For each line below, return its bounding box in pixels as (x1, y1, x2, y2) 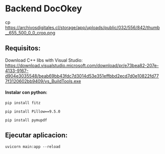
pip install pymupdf (5, 117, 48, 122)
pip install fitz (5, 100, 41, 105)
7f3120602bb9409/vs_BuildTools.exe (5, 78, 81, 84)
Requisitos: (5, 44, 41, 52)
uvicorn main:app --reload (5, 144, 61, 149)
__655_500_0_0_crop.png (5, 30, 56, 36)
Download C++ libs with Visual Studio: (5, 57, 83, 63)
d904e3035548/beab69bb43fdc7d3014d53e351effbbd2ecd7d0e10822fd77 (5, 73, 159, 79)
